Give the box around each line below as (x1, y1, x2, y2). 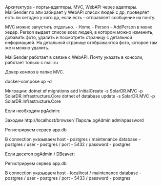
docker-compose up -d (5, 78, 52, 84)
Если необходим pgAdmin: (5, 108, 61, 114)
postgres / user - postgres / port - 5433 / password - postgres (5, 175, 131, 181)
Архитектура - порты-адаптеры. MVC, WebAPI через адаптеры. (5, 4, 138, 10)
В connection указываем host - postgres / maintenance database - (5, 137, 141, 142)
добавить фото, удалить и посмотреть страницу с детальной (5, 34, 133, 40)
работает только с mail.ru (5, 60, 58, 65)
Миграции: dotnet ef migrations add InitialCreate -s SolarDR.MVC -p (5, 88, 143, 93)
